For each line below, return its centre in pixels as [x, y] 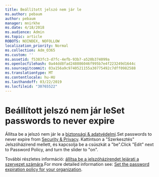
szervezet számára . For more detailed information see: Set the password [77, 164]
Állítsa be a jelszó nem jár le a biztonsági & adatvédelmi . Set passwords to [79, 134]
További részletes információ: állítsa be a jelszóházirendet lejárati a [72, 159]
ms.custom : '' [19, 55]
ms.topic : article [24, 37]
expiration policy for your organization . [44, 169]
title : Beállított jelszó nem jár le [43, 9]
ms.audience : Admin [25, 32]
